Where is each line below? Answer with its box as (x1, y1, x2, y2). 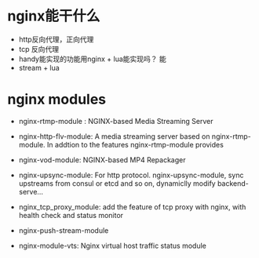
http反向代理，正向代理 (18, 35, 94, 44)
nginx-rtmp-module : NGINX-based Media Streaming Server (18, 116, 213, 125)
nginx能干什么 (7, 7, 100, 25)
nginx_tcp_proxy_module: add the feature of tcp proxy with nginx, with (18, 202, 246, 212)
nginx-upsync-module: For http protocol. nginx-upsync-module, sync (18, 170, 244, 180)
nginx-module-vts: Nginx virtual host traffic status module (18, 241, 207, 250)
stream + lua (18, 63, 60, 72)
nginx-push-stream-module (18, 225, 109, 235)
